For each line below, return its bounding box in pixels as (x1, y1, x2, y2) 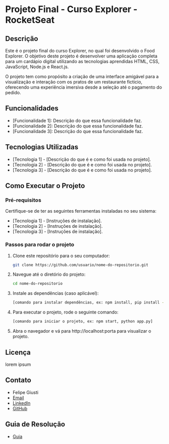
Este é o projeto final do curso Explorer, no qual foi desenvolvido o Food (5, 48, 155, 53)
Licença (5, 348, 31, 356)
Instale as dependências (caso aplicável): (12, 290, 99, 296)
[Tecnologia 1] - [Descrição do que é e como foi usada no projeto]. (12, 156, 151, 162)
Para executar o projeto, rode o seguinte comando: (12, 309, 119, 315)
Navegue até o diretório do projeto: (12, 271, 86, 278)
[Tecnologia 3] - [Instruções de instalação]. (12, 228, 103, 235)
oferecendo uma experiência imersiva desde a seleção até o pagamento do (5, 84, 162, 90)
